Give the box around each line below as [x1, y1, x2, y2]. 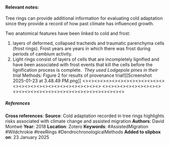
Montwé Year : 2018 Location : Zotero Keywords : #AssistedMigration [5, 124, 149, 130]
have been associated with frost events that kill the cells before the [12, 62, 153, 68]
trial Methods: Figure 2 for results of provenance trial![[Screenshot [12, 72, 152, 78]
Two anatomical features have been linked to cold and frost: [5, 30, 130, 36]
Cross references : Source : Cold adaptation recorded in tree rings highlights [5, 113, 164, 119]
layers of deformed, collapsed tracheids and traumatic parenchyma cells [12, 40, 165, 46]
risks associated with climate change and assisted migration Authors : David [5, 118, 164, 124]
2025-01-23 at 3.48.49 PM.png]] [12, 78, 82, 84]
